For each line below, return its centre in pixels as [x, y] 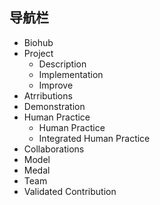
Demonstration [54, 106]
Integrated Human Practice [94, 138]
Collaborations [54, 149]
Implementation [71, 74]
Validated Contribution [70, 191]
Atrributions [48, 95]
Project [38, 53]
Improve [56, 85]
